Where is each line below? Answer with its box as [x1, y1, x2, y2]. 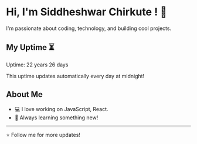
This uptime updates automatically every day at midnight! [6, 72, 145, 79]
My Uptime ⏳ [6, 42, 55, 52]
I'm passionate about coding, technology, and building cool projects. [6, 25, 172, 32]
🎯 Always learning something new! [14, 114, 98, 121]
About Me [6, 89, 43, 99]
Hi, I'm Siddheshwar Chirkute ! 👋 [6, 5, 167, 19]
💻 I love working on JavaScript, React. [14, 105, 108, 112]
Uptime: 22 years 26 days [6, 61, 69, 68]
